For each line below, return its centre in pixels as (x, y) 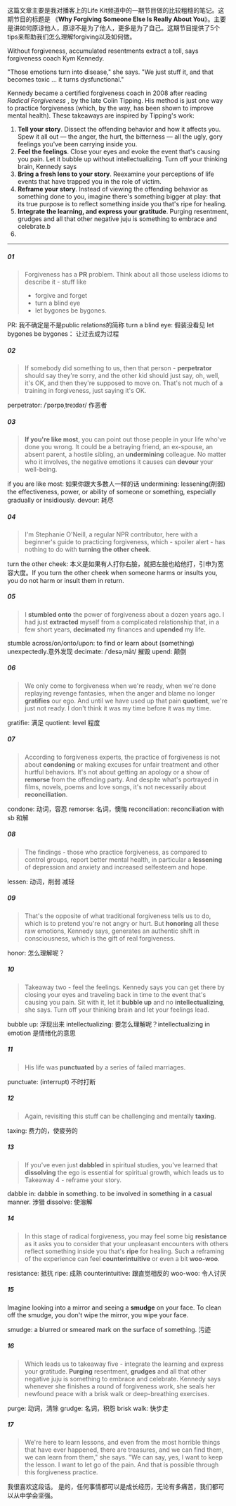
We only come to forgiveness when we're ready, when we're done (120, 686)
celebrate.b (34, 226)
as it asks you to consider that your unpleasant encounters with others (126, 1243)
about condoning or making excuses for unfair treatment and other (122, 764)
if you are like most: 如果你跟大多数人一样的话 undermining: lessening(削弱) (117, 484)
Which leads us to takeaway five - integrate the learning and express (124, 1364)
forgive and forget (61, 295)
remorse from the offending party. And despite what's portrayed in (122, 779)
